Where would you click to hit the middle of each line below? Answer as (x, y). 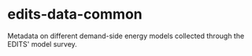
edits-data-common (75, 14)
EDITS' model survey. (43, 44)
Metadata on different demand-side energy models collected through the (126, 36)
